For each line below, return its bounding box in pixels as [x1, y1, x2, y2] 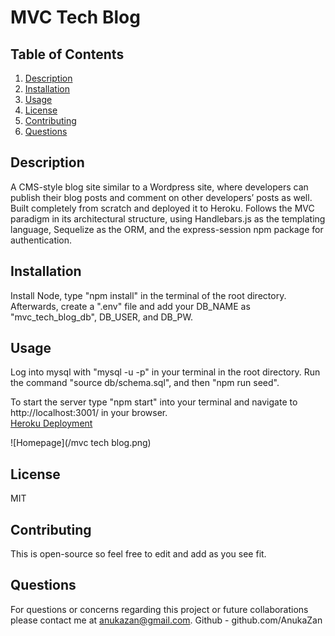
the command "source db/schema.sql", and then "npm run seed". [10, 377, 280, 389]
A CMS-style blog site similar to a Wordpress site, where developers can [10, 181, 309, 193]
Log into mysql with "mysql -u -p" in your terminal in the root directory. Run [10, 366, 321, 378]
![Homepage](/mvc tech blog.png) [10, 437, 152, 449]
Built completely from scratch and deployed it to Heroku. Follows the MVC [10, 202, 315, 214]
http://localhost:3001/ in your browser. [10, 407, 168, 419]
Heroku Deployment [10, 417, 93, 430]
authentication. [10, 234, 73, 246]
